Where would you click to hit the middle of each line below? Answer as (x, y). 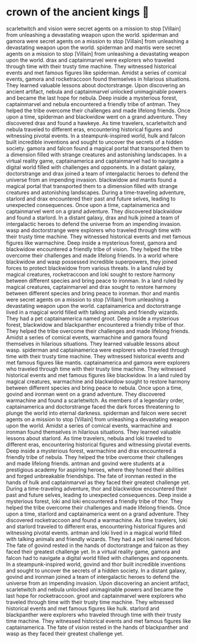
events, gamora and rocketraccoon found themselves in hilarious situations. (98, 79)
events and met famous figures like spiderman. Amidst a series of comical (96, 72)
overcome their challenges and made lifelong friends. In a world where (92, 255)
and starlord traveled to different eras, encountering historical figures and (96, 526)
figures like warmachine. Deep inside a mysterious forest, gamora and (91, 243)
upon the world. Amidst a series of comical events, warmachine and (89, 425)
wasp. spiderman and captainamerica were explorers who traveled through (98, 350)
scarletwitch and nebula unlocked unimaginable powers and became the (95, 589)
